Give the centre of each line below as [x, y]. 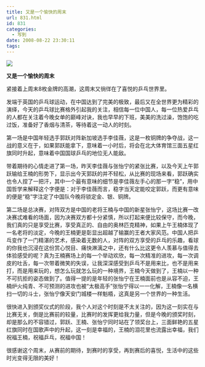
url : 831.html [24, 18]
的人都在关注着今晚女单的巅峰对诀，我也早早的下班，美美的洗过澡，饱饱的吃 [103, 117]
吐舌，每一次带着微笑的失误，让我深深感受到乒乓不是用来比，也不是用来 [108, 263]
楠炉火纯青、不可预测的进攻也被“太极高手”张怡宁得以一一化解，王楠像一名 [100, 286]
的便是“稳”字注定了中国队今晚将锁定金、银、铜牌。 [70, 196]
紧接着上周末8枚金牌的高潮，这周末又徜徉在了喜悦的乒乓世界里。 [88, 89]
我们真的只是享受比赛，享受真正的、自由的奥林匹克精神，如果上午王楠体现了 [103, 224]
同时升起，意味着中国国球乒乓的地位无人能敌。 [70, 153]
